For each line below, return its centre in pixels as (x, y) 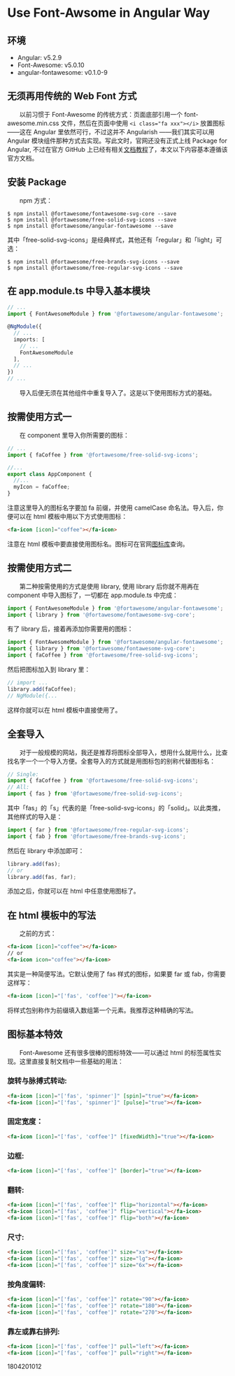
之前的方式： (38, 933)
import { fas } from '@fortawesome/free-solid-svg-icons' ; (95, 794)
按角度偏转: (27, 1284)
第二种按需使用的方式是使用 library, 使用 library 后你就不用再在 (109, 586)
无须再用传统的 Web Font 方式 (72, 96)
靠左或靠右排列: (34, 1331)
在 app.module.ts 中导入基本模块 (79, 291)
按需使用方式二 (40, 568)
